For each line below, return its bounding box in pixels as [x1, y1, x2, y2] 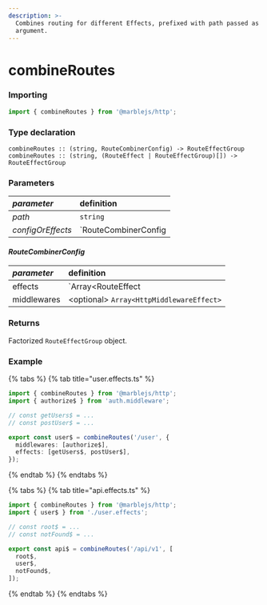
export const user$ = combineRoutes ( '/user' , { [8, 433, 170, 441]
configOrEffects [12, 225, 72, 236]
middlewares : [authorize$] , [15, 441, 110, 449]
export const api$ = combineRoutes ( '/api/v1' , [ [8, 545, 173, 553]
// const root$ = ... [8, 523, 81, 531]
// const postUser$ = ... [8, 419, 94, 427]
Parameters [8, 177, 54, 188]
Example [8, 355, 43, 367]
